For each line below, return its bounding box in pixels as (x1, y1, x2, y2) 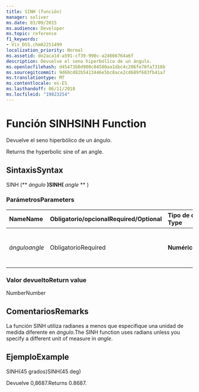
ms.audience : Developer (6, 25, 65, 31)
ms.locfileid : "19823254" (6, 91, 70, 97)
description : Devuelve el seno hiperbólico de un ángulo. (6, 58, 152, 64)
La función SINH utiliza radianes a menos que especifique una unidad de (6, 322, 184, 329)
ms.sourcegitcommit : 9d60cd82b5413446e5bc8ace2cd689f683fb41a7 (6, 69, 166, 75)
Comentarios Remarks (6, 307, 89, 317)
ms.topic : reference (6, 31, 57, 37)
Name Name (9, 215, 43, 223)
